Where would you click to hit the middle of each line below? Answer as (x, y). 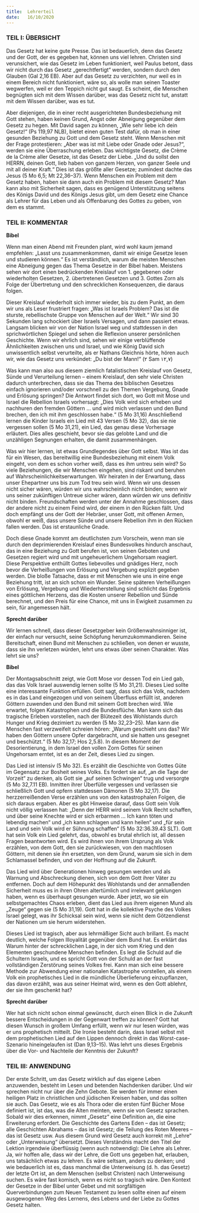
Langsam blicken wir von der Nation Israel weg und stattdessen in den (92, 328)
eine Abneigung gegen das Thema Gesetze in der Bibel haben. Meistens (94, 266)
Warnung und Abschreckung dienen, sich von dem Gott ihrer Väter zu (91, 878)
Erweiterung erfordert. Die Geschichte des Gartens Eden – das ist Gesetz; (96, 1123)
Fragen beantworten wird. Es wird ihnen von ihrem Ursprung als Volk (90, 841)
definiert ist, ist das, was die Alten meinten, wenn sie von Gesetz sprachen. (98, 1110)
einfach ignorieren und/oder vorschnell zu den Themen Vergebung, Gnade (97, 389)
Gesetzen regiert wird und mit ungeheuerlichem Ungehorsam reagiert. (92, 557)
